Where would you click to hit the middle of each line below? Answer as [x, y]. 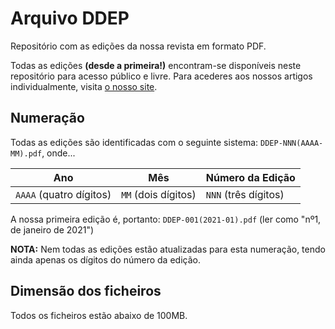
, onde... [58, 153]
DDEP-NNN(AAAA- [292, 143]
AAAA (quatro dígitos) [63, 194]
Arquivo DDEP [70, 18]
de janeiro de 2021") [52, 229]
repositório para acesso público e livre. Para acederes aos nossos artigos [161, 76]
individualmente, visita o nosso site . [84, 86]
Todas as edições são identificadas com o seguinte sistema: [134, 142]
